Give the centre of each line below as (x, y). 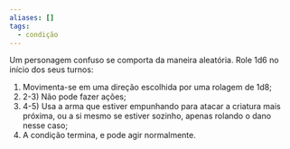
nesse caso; (45, 126)
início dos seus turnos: (51, 70)
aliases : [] (32, 18)
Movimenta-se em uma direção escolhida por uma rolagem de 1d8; (147, 88)
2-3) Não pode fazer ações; (74, 97)
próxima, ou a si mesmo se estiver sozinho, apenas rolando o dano (147, 116)
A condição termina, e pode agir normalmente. (109, 135)
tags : (19, 26)
